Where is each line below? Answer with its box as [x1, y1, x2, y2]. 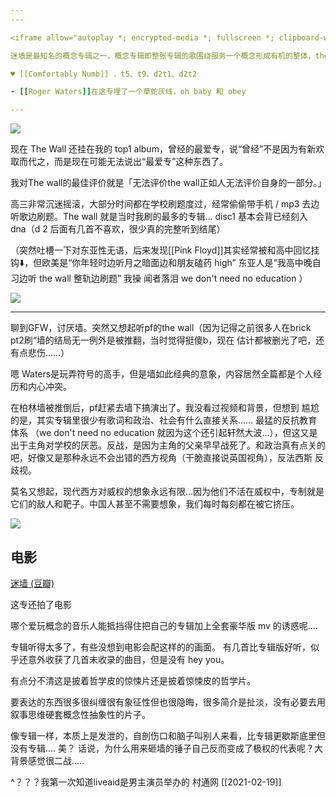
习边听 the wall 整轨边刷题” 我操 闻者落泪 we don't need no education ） [10, 272, 308, 285]
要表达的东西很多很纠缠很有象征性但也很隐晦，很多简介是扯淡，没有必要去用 [10, 696, 326, 708]
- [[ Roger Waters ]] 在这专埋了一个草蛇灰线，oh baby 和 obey [10, 87, 247, 97]
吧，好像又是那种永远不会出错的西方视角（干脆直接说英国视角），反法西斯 [10, 452, 313, 464]
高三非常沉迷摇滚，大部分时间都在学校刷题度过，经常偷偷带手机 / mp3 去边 [10, 198, 320, 210]
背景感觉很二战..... [10, 754, 85, 766]
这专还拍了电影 [10, 598, 72, 610]
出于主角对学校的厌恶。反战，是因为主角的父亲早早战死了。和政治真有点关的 [10, 439, 326, 451]
